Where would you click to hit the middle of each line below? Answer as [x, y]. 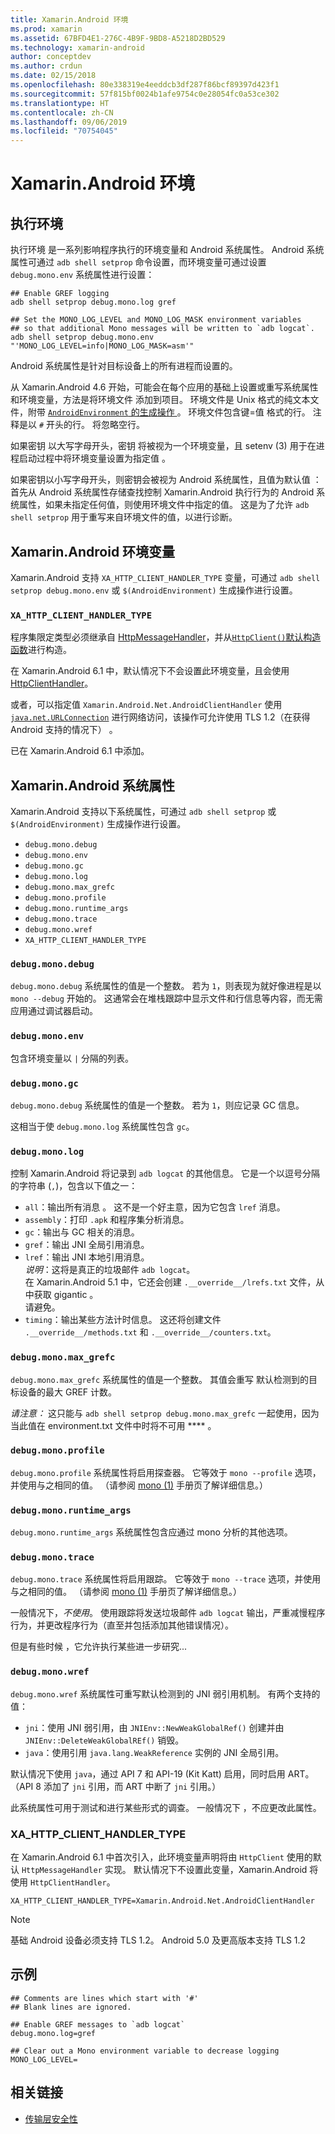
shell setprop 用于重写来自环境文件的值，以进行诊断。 [124, 517]
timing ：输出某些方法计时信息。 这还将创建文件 [123, 1320]
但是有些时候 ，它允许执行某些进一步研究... [99, 1647]
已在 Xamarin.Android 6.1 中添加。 [80, 751]
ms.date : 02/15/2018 [53, 76]
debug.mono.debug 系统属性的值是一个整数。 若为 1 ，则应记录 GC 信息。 [157, 1105]
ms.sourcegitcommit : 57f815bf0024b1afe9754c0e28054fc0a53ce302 [145, 94]
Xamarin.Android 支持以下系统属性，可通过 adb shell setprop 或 [143, 812]
